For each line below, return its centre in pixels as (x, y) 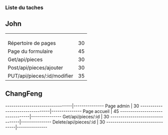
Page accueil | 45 (101, 111)
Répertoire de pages (32, 43)
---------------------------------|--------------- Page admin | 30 (72, 106)
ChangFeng (24, 94)
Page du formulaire (30, 51)
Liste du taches (24, 8)
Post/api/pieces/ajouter (35, 67)
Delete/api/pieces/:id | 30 (79, 122)
